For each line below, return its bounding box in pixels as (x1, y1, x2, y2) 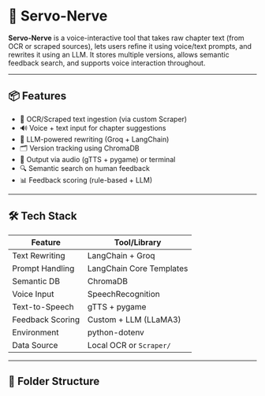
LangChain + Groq (87, 250, 155, 261)
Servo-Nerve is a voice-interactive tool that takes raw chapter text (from (8, 33, 244, 43)
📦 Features (8, 90, 67, 103)
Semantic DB (12, 276, 61, 287)
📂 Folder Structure (8, 374, 100, 388)
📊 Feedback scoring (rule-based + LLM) (19, 175, 153, 184)
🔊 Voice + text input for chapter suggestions (19, 123, 166, 132)
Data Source (12, 339, 58, 350)
